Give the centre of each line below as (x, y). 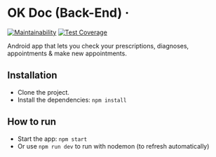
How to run (32, 122)
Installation (32, 75)
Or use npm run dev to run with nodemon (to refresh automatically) (113, 146)
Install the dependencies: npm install (72, 100)
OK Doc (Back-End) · (68, 13)
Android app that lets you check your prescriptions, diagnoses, (98, 46)
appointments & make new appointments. (67, 53)
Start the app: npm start (52, 139)
